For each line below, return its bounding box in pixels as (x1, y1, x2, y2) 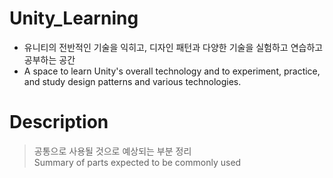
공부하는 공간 (23, 53, 76, 66)
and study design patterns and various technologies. (23, 75, 242, 87)
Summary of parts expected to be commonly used (33, 156, 242, 168)
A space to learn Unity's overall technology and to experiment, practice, (23, 65, 321, 77)
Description (9, 111, 109, 134)
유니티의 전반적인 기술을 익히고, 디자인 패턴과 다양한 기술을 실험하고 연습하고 (23, 41, 324, 53)
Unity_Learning (9, 7, 139, 30)
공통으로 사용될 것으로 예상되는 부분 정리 (33, 145, 192, 157)
